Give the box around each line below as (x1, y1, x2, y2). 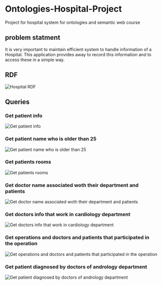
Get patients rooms (5, 159, 51, 166)
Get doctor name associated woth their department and (5, 182, 139, 188)
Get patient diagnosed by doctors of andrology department (5, 263, 147, 270)
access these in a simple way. (5, 57, 65, 63)
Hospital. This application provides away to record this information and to (5, 51, 152, 57)
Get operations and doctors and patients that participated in (5, 234, 149, 241)
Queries (5, 98, 30, 106)
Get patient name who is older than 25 (5, 135, 97, 142)
